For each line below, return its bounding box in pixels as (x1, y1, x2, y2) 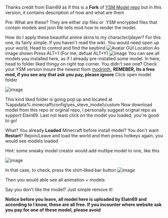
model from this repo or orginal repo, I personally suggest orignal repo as (5, 107, 156, 113)
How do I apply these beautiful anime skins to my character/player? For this (5, 35, 161, 40)
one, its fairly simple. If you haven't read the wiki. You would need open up (5, 40, 159, 46)
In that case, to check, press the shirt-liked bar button (5, 167, 116, 173)
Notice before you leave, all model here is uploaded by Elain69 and (5, 196, 147, 202)
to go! (5, 118, 18, 123)
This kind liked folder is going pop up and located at (5, 96, 113, 102)
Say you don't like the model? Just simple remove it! (5, 186, 113, 192)
